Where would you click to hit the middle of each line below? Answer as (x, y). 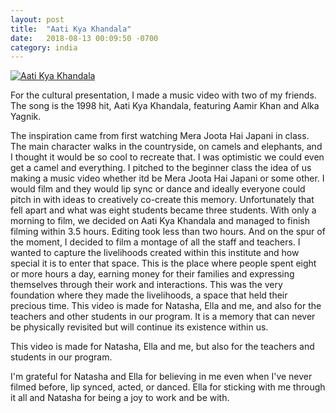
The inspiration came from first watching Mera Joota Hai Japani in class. (160, 136)
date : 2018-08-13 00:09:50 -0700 (84, 38)
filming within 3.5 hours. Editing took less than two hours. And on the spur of (168, 232)
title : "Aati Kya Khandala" (71, 29)
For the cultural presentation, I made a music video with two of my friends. (163, 95)
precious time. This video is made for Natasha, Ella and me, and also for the (166, 306)
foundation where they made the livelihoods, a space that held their (149, 295)
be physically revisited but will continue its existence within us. (139, 327)
